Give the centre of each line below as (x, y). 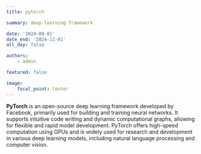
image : (14, 83)
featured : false (27, 72)
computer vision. (27, 144)
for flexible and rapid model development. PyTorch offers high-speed (92, 125)
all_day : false (25, 45)
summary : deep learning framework (50, 23)
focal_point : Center (43, 89)
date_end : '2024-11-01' (36, 39)
